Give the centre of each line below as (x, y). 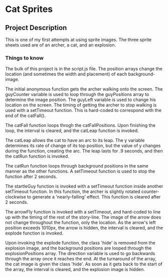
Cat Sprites (29, 9)
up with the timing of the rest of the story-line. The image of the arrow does (83, 217)
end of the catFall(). (26, 115)
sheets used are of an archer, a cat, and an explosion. (61, 45)
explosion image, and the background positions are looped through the (78, 248)
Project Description (36, 28)
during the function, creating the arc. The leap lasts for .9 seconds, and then (84, 151)
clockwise (16, 197)
